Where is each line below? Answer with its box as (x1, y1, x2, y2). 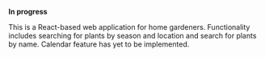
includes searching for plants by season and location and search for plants (8, 31, 257, 40)
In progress (8, 7, 48, 16)
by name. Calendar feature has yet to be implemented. (8, 39, 190, 49)
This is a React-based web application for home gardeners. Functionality (8, 22, 250, 31)
